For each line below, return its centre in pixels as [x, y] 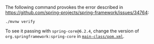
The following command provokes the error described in [64, 7]
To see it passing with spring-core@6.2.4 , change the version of [72, 31]
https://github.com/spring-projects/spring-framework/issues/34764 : [77, 12]
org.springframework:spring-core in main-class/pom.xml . [65, 36]
